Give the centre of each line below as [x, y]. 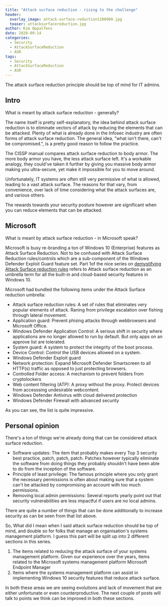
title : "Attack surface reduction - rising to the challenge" [71, 10]
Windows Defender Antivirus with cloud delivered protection [75, 395]
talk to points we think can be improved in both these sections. [70, 598]
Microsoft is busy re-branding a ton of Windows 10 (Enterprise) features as [82, 248]
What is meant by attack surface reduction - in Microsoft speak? [72, 238]
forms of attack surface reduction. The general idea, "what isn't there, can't [83, 138]
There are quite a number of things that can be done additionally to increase [84, 511]
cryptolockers [27, 379]
